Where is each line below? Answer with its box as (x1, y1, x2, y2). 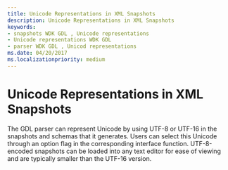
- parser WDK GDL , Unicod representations (7, 43, 137, 50)
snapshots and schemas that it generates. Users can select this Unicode (7, 131, 217, 140)
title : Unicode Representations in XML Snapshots (7, 10, 156, 18)
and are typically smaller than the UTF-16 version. (7, 154, 152, 162)
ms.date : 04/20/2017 (7, 50, 68, 57)
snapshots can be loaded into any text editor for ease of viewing (34, 147, 222, 155)
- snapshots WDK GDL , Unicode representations (7, 30, 150, 37)
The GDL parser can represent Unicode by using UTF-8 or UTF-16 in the (7, 124, 217, 133)
